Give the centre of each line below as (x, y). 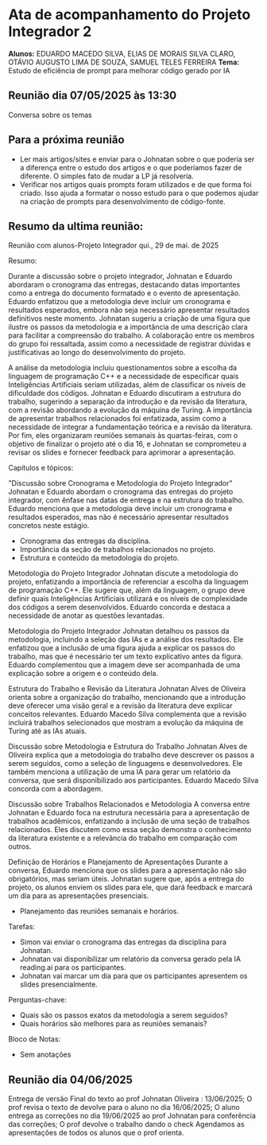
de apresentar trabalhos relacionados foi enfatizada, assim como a (117, 419)
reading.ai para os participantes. (73, 967)
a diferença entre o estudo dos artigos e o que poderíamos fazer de (131, 167)
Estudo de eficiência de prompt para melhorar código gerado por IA (119, 70)
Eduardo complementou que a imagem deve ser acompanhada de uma (124, 665)
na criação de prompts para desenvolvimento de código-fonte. (122, 201)
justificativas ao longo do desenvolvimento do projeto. (97, 353)
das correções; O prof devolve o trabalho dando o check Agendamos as (126, 1124)
